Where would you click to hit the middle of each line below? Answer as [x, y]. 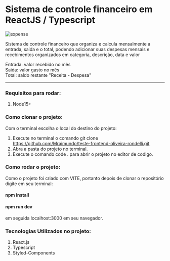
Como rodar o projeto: [33, 167]
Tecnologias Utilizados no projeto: [48, 231]
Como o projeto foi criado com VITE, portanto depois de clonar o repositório [84, 178]
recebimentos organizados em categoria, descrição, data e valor [73, 55]
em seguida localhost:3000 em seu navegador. [54, 218]
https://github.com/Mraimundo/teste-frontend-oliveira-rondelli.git [81, 143]
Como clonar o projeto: [34, 117]
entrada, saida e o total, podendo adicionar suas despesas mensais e [77, 49]
